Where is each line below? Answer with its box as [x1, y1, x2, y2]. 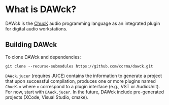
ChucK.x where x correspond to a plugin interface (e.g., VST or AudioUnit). [5, 83, 160, 89]
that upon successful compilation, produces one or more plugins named [5, 78, 156, 84]
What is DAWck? [5, 4, 77, 15]
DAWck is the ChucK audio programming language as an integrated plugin [5, 20, 160, 26]
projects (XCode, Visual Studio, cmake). [5, 94, 89, 100]
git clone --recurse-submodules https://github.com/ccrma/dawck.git [5, 63, 153, 69]
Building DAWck [5, 41, 57, 49]
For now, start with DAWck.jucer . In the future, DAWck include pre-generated [5, 89, 164, 95]
